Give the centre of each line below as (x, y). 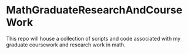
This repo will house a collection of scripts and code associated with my (93, 38)
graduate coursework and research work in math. (66, 45)
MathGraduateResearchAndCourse (94, 10)
